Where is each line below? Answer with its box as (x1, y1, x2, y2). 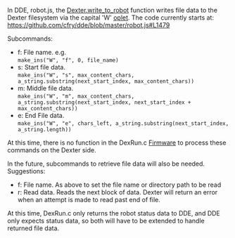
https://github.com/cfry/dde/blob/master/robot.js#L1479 (7, 21, 170, 29)
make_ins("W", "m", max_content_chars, (17, 93, 135, 100)
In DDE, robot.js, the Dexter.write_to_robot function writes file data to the (7, 6, 218, 14)
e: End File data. (17, 112, 65, 119)
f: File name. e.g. (17, 48, 67, 56)
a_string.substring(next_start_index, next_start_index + (17, 99, 191, 106)
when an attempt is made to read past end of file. (17, 196, 160, 204)
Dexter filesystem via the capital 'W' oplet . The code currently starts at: (7, 13, 215, 22)
